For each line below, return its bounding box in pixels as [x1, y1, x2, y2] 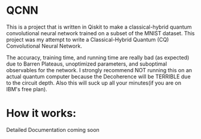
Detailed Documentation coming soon [6, 126, 100, 133]
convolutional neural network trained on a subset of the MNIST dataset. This [6, 29, 195, 36]
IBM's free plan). [6, 85, 47, 92]
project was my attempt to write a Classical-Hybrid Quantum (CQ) [6, 36, 169, 43]
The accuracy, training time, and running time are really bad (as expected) [6, 54, 190, 61]
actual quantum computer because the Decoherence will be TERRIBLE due [6, 73, 191, 80]
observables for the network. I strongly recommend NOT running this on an [6, 66, 193, 73]
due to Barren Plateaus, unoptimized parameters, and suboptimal [6, 60, 167, 67]
